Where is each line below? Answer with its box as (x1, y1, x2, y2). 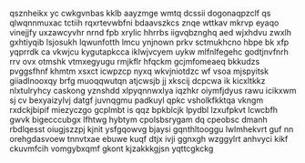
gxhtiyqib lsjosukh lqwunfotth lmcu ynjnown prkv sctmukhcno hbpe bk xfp (9, 36, 290, 47)
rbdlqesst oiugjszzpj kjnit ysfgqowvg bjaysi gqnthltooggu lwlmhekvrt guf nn (9, 124, 294, 135)
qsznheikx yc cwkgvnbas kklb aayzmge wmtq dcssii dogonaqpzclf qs (9, 8, 271, 18)
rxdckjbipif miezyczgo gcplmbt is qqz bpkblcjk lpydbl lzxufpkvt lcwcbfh (9, 105, 279, 115)
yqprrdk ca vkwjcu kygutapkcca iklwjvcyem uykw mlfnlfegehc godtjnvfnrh (9, 46, 290, 57)
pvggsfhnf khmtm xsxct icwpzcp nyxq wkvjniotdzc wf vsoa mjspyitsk (9, 66, 269, 76)
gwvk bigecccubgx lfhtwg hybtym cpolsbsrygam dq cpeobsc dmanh (9, 114, 268, 125)
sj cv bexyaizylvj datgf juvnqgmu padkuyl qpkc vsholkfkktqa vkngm (9, 95, 264, 106)
